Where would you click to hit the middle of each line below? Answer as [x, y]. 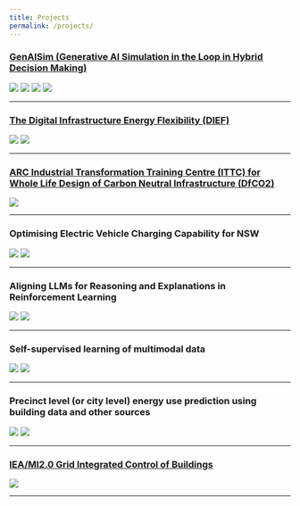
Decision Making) [48, 68]
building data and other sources [80, 412]
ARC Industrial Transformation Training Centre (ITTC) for [135, 172]
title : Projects [39, 17]
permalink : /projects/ [51, 26]
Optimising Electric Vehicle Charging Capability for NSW [134, 234]
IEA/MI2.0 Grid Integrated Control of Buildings [111, 464]
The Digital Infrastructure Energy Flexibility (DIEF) [120, 120]
